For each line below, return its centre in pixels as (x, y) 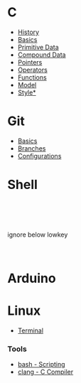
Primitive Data (38, 47)
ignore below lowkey (38, 234)
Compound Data (42, 55)
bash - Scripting (41, 365)
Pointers (30, 62)
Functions (32, 77)
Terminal (31, 330)
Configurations (39, 156)
